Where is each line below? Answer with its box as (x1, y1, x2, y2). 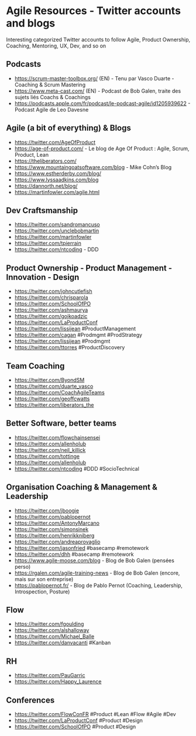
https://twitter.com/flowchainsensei (14, 434, 101, 441)
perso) (14, 563, 31, 570)
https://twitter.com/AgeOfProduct (14, 139, 96, 146)
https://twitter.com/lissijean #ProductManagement (14, 325, 136, 332)
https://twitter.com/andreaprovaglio (14, 538, 101, 545)
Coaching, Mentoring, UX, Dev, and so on (6, 42, 106, 49)
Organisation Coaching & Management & (6, 482, 158, 492)
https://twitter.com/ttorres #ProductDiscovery (14, 344, 125, 351)
